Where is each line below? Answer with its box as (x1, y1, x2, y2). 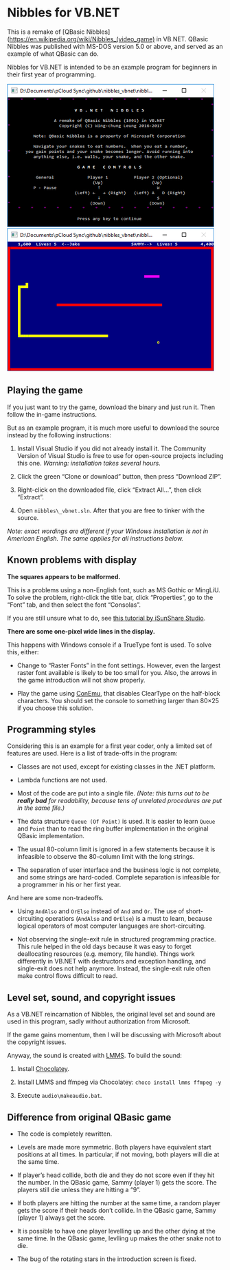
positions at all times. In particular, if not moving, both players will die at (16, 1150, 220, 1158)
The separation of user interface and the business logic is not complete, (16, 866, 221, 874)
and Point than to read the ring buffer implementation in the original (16, 824, 209, 833)
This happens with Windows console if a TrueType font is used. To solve (7, 641, 211, 649)
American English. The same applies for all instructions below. (7, 534, 184, 542)
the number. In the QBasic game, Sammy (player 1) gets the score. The (16, 1178, 218, 1186)
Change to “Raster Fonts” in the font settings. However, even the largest (16, 661, 221, 669)
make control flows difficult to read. (16, 972, 118, 980)
